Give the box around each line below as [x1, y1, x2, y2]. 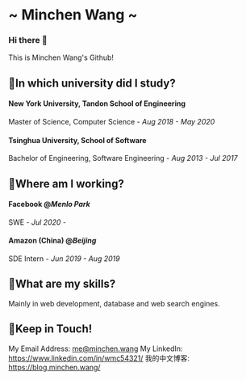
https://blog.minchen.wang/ [8, 362, 101, 372]
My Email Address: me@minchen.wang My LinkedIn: [8, 344, 183, 353]
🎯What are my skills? [8, 277, 116, 291]
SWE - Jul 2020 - [8, 217, 67, 227]
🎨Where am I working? [8, 176, 125, 191]
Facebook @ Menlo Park [8, 200, 90, 209]
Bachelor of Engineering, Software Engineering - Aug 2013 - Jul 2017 [8, 154, 238, 163]
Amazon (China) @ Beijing [8, 236, 97, 246]
